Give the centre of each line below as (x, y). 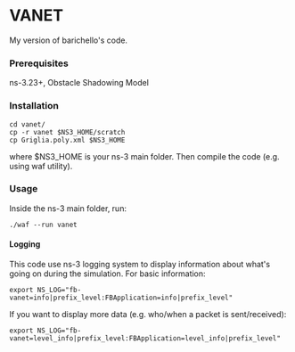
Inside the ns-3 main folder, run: (68, 208)
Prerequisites (39, 63)
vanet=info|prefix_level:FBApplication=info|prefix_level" (121, 298)
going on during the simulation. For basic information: (108, 274)
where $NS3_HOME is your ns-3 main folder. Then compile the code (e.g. (144, 156)
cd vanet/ (28, 124)
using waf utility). (41, 166)
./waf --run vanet (43, 225)
